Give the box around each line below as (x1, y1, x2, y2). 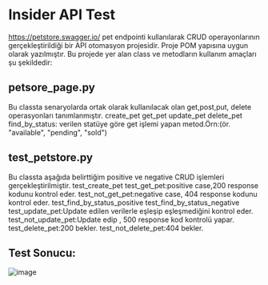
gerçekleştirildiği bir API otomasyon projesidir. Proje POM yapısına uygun (8, 40, 249, 50)
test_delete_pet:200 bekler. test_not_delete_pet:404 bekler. (8, 223, 204, 233)
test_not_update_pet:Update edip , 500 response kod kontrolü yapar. (8, 215, 234, 224)
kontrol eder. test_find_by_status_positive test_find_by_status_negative (8, 198, 240, 207)
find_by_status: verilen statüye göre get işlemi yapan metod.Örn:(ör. (8, 118, 230, 129)
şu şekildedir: (8, 58, 53, 67)
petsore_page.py (8, 81, 96, 94)
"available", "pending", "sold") (8, 127, 108, 137)
